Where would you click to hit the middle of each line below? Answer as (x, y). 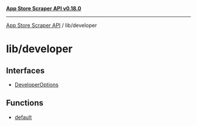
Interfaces (26, 71)
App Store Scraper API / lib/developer (52, 25)
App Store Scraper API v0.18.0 (44, 8)
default (23, 117)
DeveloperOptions (36, 85)
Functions (25, 103)
